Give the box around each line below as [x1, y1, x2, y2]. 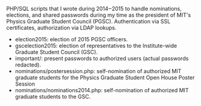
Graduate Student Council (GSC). [14, 49, 98, 56]
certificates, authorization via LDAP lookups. [6, 24, 116, 31]
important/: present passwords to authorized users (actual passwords [14, 55, 189, 62]
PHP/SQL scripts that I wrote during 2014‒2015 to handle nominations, [6, 5, 182, 12]
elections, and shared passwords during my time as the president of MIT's [6, 11, 191, 19]
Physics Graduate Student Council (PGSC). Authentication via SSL [6, 18, 171, 25]
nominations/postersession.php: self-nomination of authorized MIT [14, 68, 182, 74]
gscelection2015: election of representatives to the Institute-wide [14, 42, 177, 49]
